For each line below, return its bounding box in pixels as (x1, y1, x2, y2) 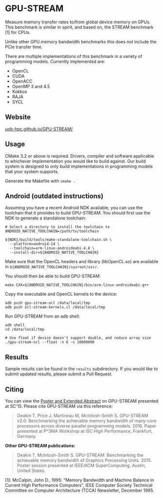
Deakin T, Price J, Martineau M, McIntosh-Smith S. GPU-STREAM (17, 413, 148, 418)
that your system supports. (5, 168, 59, 174)
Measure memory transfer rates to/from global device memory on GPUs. (5, 19, 151, 25)
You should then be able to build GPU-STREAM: (5, 273, 101, 279)
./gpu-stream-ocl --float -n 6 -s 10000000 (5, 340, 95, 345)
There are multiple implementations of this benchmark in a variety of (5, 53, 143, 59)
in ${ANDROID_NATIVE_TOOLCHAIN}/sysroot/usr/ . (5, 264, 99, 270)
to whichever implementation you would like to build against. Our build (5, 158, 146, 164)
